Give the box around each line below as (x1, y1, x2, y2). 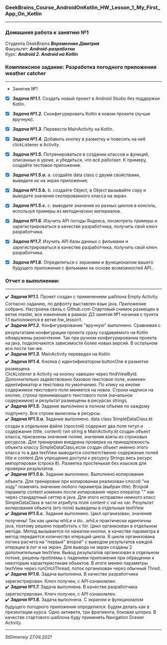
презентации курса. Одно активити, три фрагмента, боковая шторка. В (5, 609, 157, 615)
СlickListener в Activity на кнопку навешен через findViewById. (5, 371, 138, 377)
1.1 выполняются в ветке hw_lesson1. (5, 317, 83, 322)
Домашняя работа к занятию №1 (5, 29, 89, 36)
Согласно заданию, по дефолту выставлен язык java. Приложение (5, 301, 147, 307)
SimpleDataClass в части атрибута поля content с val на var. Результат (5, 499, 154, 505)
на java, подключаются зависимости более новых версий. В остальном (5, 340, 158, 346)
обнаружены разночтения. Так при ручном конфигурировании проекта (5, 334, 157, 340)
